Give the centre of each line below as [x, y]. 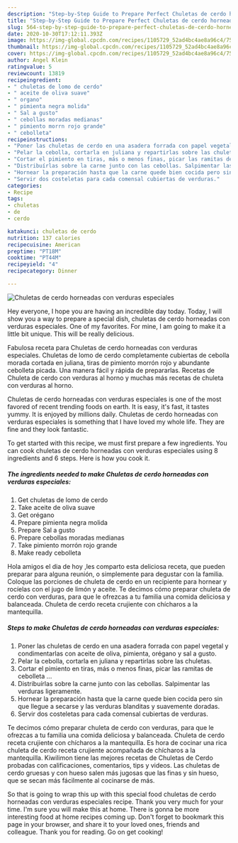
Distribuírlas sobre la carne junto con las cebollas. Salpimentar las [114, 683]
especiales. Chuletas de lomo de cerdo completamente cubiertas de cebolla [119, 355]
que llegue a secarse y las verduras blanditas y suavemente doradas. [119, 706]
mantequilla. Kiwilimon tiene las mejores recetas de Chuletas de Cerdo [110, 758]
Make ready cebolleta [49, 553]
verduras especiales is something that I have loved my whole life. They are [116, 421]
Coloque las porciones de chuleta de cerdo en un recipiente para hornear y [117, 581]
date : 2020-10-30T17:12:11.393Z [55, 34]
